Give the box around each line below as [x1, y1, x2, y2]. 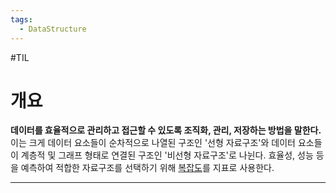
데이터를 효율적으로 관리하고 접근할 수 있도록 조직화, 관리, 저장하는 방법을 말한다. [10, 124, 322, 136]
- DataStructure [19, 24, 87, 34]
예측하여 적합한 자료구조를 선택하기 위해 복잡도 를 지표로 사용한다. [20, 162, 275, 174]
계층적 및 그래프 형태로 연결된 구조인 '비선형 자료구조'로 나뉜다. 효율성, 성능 [20, 149, 314, 161]
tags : [10, 14, 33, 25]
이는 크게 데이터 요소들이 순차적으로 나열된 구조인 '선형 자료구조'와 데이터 [10, 137, 296, 149]
